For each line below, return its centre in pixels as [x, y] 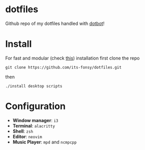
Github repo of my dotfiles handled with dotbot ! [55, 23]
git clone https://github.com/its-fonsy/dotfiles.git [64, 67]
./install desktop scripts [34, 86]
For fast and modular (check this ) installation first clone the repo [72, 58]
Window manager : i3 [35, 120]
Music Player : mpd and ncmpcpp [45, 142]
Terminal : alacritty [34, 126]
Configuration [36, 107]
